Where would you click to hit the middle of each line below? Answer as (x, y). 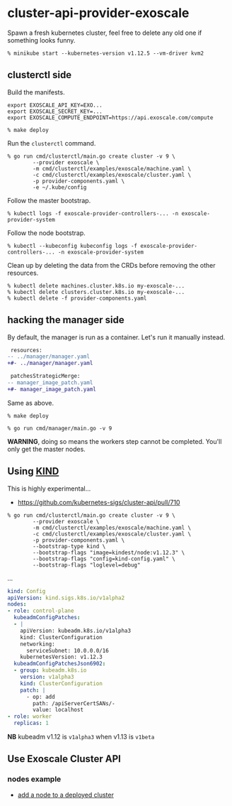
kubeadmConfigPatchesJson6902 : (60, 664)
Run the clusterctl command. (52, 143)
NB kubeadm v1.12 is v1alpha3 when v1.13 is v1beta (81, 737)
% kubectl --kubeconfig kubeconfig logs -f (72, 246)
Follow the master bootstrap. (49, 200)
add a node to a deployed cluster (66, 795)
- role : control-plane (41, 611)
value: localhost (58, 710)
